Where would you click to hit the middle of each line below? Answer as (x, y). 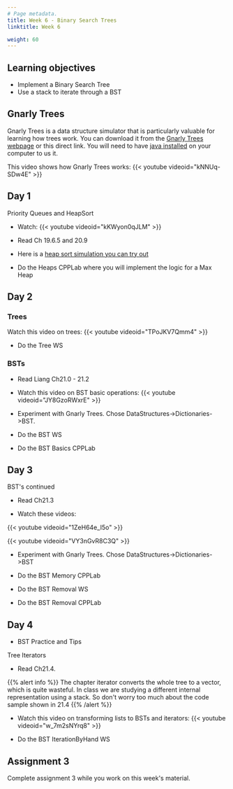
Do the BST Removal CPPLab (59, 603)
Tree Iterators (27, 655)
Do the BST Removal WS (53, 589)
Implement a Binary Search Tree (63, 85)
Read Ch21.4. (36, 669)
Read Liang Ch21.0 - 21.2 (53, 379)
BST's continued (31, 487)
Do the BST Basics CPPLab (56, 448)
